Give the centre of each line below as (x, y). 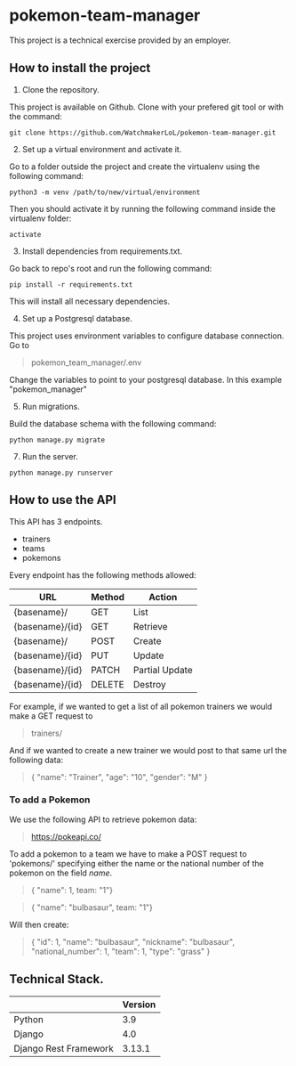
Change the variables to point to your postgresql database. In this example (146, 379)
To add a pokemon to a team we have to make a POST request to (128, 854)
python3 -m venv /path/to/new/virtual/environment (105, 192)
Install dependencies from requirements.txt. (102, 251)
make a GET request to (51, 716)
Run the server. (50, 456)
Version (139, 1005)
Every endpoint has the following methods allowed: (103, 574)
